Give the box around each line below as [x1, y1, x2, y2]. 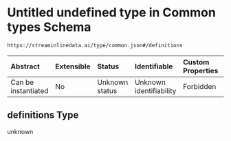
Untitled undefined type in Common [7, 5, 217, 21]
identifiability [134, 86, 177, 95]
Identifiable [134, 62, 173, 71]
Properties [183, 66, 219, 75]
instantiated [10, 86, 49, 95]
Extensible [54, 62, 91, 71]
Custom [183, 57, 210, 66]
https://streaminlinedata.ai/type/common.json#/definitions [7, 42, 184, 49]
